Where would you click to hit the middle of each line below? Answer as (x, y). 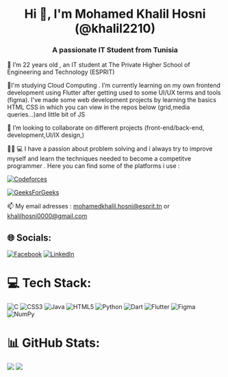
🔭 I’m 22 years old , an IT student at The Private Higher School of (99, 65)
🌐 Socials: (29, 238)
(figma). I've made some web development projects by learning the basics (112, 100)
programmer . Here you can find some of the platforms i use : (93, 166)
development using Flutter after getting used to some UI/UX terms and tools (114, 93)
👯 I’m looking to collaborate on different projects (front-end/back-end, (106, 128)
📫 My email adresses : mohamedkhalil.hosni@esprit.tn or (88, 206)
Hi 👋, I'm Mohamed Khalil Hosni (115, 14)
